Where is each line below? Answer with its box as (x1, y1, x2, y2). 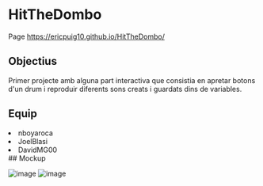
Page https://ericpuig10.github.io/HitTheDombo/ (8, 32, 165, 41)
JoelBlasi (18, 136, 48, 146)
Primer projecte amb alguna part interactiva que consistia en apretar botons (8, 75, 256, 85)
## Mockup (8, 153, 46, 163)
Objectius (8, 55, 58, 68)
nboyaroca (18, 128, 54, 138)
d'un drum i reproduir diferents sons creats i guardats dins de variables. (8, 84, 242, 93)
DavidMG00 (18, 145, 58, 154)
